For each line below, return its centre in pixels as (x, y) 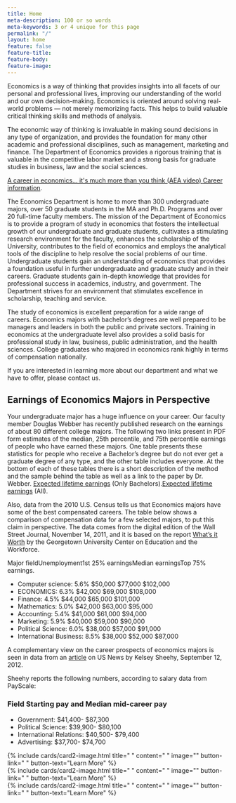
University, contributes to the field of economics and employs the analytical (117, 246)
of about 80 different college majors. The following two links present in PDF (117, 432)
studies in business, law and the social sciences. (78, 166)
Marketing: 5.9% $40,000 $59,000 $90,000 (81, 621)
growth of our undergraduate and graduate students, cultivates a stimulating (118, 231)
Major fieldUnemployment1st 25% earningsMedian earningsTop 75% (107, 563)
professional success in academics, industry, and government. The (104, 283)
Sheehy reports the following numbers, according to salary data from (107, 679)
